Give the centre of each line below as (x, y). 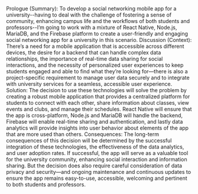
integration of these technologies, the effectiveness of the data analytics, (95, 147)
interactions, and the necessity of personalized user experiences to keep (95, 65)
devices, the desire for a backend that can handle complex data (84, 52)
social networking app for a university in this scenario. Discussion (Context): (99, 40)
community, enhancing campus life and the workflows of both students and (98, 21)
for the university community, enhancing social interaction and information (97, 159)
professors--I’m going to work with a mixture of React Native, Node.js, (92, 27)
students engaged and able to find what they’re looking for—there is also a (97, 71)
